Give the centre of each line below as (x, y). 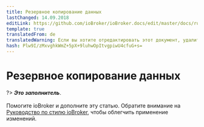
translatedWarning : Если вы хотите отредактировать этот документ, (93, 40)
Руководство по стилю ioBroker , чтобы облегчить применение (87, 112)
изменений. (22, 118)
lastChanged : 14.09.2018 (38, 18)
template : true (25, 29)
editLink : (19, 23)
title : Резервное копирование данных (54, 12)
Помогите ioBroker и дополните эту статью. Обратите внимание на (93, 105)
